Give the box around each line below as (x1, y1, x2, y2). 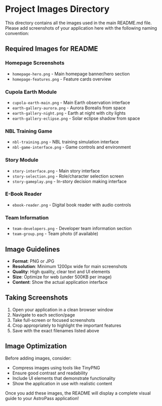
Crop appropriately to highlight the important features (12, 322, 121, 328)
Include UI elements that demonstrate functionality (12, 375, 116, 381)
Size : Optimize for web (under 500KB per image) (12, 273, 112, 280)
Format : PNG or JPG (12, 258, 54, 264)
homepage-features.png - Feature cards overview (12, 76, 112, 82)
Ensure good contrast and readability (12, 370, 88, 376)
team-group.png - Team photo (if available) (12, 231, 99, 237)
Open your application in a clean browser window (12, 307, 114, 313)
